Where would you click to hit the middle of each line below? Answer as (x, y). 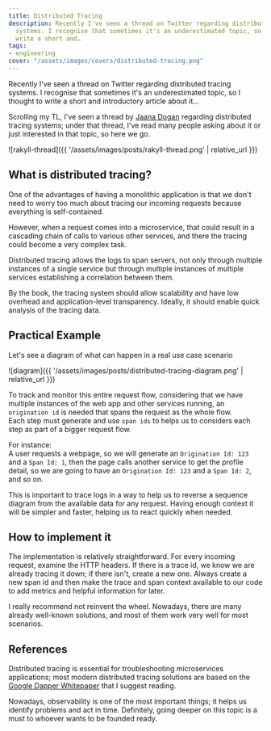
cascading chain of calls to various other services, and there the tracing (128, 236)
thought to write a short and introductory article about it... (104, 101)
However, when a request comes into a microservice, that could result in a (131, 227)
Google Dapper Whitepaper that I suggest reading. (92, 686)
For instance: (30, 444)
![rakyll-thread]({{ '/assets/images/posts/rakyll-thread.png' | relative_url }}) (133, 149)
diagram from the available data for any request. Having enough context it (131, 503)
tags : (17, 46)
